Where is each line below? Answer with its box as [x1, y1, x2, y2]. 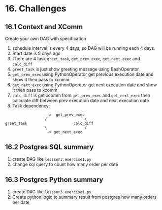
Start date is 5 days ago [12, 50, 61, 56]
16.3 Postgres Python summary [5, 175, 103, 184]
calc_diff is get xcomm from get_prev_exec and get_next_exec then [12, 92, 151, 98]
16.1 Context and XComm [5, 23, 83, 31]
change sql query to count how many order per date [12, 161, 118, 167]
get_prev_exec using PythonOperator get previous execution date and [12, 71, 154, 77]
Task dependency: [12, 103, 50, 108]
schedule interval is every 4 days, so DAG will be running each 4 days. [12, 45, 156, 51]
